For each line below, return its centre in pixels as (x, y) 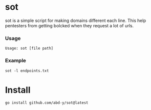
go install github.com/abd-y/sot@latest (47, 103)
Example (16, 61)
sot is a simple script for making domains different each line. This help (76, 20)
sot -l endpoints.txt (27, 71)
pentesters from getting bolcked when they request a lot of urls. (69, 25)
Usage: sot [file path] (29, 48)
